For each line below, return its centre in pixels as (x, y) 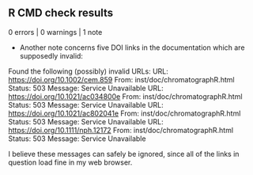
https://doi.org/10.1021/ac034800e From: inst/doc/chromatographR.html (125, 96)
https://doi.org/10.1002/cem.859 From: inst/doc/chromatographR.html (121, 79)
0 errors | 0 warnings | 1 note (55, 32)
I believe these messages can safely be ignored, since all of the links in (124, 154)
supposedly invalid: (51, 55)
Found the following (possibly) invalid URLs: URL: (88, 71)
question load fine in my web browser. (70, 162)
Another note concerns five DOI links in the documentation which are (132, 48)
